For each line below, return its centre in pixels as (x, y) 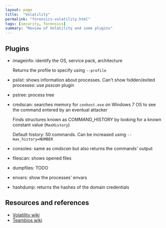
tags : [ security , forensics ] (35, 24)
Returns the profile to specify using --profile (59, 70)
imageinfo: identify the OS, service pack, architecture (67, 60)
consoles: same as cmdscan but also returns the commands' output (82, 148)
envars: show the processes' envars (50, 177)
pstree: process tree (33, 95)
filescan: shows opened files (42, 158)
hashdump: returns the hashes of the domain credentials (71, 187)
